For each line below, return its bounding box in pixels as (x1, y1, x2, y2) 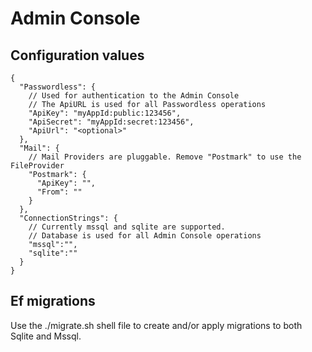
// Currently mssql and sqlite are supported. (28, 222, 226, 232)
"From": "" (36, 187, 83, 197)
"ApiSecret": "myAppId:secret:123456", (28, 117, 195, 127)
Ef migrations (10, 293, 96, 310)
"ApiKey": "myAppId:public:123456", (28, 108, 182, 118)
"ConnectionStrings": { (19, 213, 118, 223)
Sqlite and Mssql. (10, 330, 82, 342)
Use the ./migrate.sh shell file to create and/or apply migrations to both (10, 319, 303, 331)
